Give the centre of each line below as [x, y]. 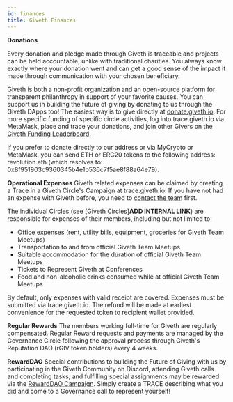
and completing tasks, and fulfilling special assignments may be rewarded [113, 376]
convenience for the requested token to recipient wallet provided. [101, 312]
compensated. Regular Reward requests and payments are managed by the [115, 333]
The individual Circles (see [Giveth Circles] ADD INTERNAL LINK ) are [105, 211]
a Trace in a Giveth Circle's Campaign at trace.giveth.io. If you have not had [115, 190]
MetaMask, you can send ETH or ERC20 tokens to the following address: [111, 155]
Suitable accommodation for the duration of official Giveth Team [109, 254]
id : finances [26, 14]
